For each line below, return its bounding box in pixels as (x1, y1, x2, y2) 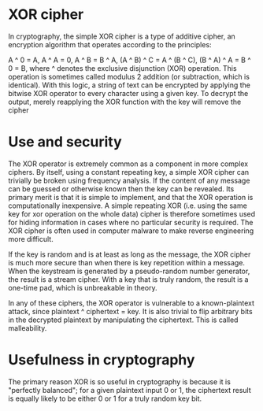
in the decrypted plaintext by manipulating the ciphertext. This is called (8, 315, 239, 324)
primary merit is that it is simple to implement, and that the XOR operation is (8, 192, 254, 202)
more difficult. (8, 234, 54, 243)
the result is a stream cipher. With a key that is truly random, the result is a (8, 274, 249, 284)
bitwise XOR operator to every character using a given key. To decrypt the (8, 88, 249, 98)
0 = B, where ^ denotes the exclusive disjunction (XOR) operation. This (8, 63, 238, 72)
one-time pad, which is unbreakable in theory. (8, 283, 157, 292)
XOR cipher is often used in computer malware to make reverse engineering (8, 226, 254, 235)
